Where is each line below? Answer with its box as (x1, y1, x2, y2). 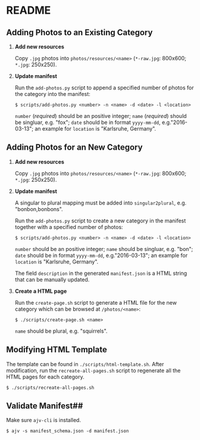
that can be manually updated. (14, 275, 90, 283)
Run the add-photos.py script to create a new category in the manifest (14, 217, 186, 224)
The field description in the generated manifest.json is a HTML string (14, 269, 187, 277)
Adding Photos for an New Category (6, 142, 143, 153)
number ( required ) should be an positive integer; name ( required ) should (14, 113, 187, 119)
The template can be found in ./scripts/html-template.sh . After (6, 360, 164, 367)
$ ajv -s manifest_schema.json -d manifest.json (6, 428, 129, 434)
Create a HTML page (14, 287, 67, 295)
